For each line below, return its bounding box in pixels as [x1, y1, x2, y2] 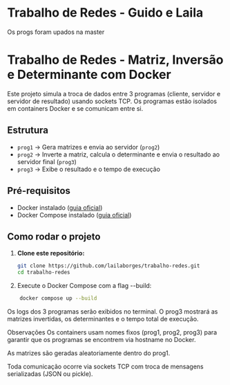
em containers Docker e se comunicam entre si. [7, 104, 144, 112]
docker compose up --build [19, 295, 97, 302]
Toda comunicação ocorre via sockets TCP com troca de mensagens [7, 362, 204, 370]
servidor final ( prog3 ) [17, 157, 77, 165]
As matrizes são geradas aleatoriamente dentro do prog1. [7, 348, 171, 357]
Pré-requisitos [7, 185, 71, 197]
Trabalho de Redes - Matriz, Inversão [7, 52, 224, 68]
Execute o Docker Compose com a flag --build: [17, 282, 152, 290]
